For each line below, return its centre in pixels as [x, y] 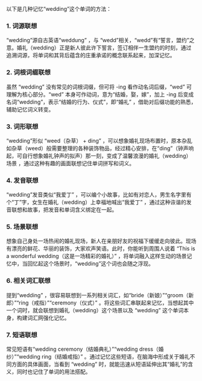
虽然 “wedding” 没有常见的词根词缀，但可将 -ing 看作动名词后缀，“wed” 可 [99, 87]
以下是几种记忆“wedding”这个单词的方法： [59, 9]
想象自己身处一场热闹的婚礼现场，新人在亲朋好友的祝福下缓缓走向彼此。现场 [101, 241]
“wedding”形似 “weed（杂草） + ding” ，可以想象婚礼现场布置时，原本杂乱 [99, 140]
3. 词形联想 [22, 127]
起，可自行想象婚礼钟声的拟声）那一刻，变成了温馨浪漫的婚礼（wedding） [99, 156]
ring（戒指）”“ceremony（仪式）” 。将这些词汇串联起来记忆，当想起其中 [106, 303]
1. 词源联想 [22, 26]
